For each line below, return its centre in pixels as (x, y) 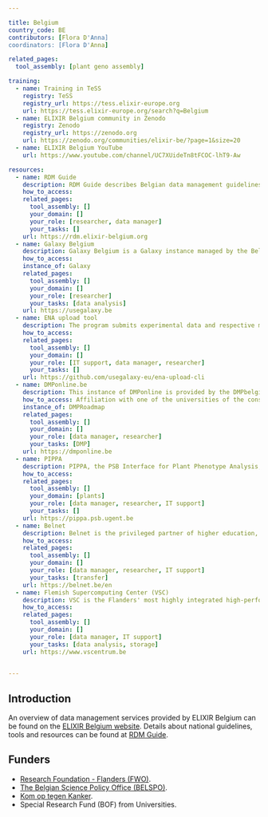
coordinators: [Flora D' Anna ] (59, 45)
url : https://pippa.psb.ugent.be (78, 518)
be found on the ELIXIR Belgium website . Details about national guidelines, (130, 726)
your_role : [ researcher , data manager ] (95, 221)
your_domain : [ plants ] (67, 496)
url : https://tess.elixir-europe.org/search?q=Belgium (116, 111)
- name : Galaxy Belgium (55, 244)
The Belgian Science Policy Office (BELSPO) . (93, 787)
